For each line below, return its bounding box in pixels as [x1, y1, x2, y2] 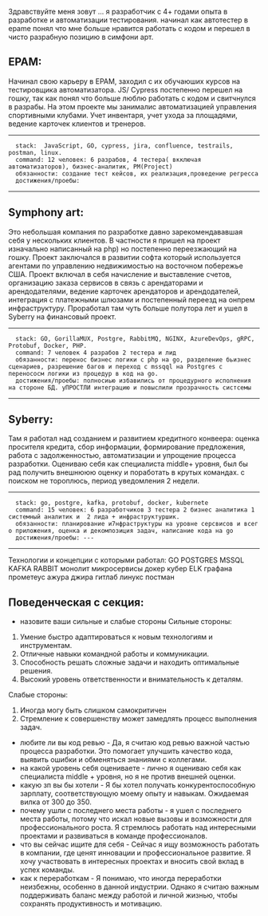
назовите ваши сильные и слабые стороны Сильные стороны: [19, 617, 233, 626]
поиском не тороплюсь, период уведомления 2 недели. [8, 476, 200, 486]
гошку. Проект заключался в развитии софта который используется [8, 252, 241, 262]
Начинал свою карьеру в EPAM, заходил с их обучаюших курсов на [8, 76, 241, 86]
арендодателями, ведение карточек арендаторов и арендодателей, [8, 286, 241, 296]
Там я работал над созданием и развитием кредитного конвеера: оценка [8, 434, 260, 444]
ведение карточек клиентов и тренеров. [8, 119, 146, 128]
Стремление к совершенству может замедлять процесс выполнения [19, 714, 258, 724]
